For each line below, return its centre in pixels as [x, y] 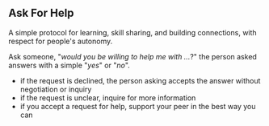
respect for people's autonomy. [61, 41]
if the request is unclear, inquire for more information [108, 98]
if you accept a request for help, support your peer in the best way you [138, 106]
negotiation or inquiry [56, 89]
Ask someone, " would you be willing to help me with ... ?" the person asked [132, 56]
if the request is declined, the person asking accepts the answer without [140, 80]
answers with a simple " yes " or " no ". [69, 65]
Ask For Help [41, 13]
